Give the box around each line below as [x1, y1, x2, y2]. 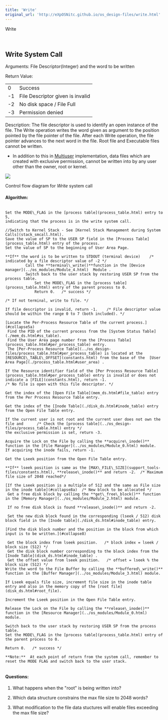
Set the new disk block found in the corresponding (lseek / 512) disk [7, 513, 161, 518]
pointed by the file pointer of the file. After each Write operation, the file [5, 133, 154, 139]
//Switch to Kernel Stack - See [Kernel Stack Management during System [5, 227, 161, 233]
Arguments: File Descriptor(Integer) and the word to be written [5, 63, 135, 69]
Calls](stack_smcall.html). [5, 232, 64, 237]
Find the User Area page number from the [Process [7, 337, 116, 342]
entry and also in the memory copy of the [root [5, 584, 109, 589]
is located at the [104, 350, 143, 356]
